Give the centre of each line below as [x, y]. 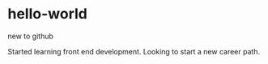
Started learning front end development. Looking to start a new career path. [134, 51]
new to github [31, 36]
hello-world [48, 14]
